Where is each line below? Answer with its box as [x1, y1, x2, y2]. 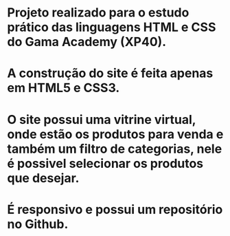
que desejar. [7, 170, 80, 186]
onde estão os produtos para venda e [7, 126, 224, 142]
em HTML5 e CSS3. [7, 81, 120, 96]
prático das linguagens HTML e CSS [7, 19, 216, 35]
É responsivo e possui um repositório [7, 202, 223, 217]
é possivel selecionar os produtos [7, 155, 204, 171]
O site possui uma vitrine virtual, [7, 111, 196, 127]
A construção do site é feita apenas [7, 65, 214, 81]
